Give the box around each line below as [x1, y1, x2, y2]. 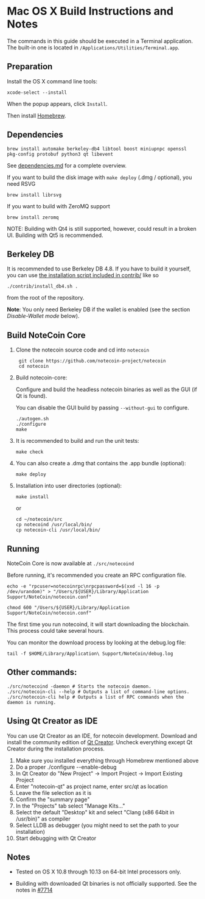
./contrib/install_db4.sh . [7, 283, 78, 290]
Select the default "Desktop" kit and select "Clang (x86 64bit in [15, 808, 175, 816]
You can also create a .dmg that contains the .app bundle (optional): [15, 460, 186, 467]
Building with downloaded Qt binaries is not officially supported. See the [15, 880, 197, 887]
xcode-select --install [7, 90, 68, 96]
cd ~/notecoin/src [15, 516, 63, 523]
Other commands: [7, 667, 77, 677]
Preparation [7, 62, 53, 72]
